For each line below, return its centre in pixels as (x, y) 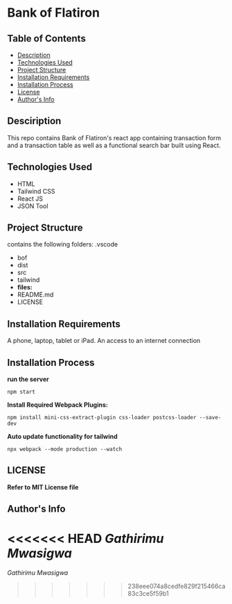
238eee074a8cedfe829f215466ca (177, 586)
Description (34, 55)
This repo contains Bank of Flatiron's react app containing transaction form (114, 137)
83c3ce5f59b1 (148, 594)
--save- (210, 418)
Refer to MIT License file (43, 487)
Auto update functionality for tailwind (62, 437)
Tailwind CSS (36, 191)
